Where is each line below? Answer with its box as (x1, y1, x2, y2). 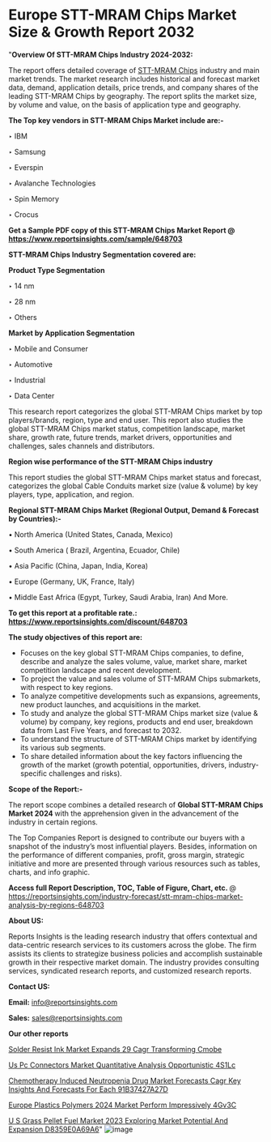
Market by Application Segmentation (8, 328, 135, 338)
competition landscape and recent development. (19, 665, 182, 675)
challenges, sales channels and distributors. (8, 441, 155, 450)
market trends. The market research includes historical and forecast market (8, 74, 260, 83)
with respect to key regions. (19, 682, 113, 692)
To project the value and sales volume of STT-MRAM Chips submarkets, (19, 674, 261, 684)
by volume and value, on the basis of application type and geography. (8, 100, 241, 109)
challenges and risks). (48, 768, 123, 778)
